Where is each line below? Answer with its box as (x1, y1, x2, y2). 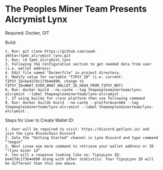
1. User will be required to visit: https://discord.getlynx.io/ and (5, 127, 150, 131)
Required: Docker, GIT (5, 30, 50, 36)
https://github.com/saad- (44, 49, 97, 54)
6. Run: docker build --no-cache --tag (5, 87, 86, 92)
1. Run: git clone (5, 49, 42, 54)
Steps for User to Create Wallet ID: (5, 117, 75, 123)
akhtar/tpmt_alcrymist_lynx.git (5, 53, 71, 58)
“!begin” (5, 139, 23, 145)
